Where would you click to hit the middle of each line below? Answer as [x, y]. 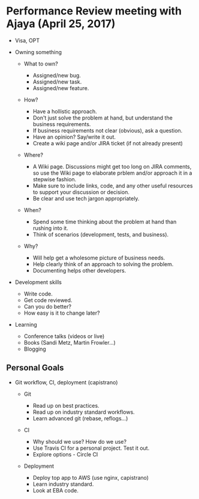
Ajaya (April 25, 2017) [61, 24]
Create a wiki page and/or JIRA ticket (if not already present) [108, 143]
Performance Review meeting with [94, 11]
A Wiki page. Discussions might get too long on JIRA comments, [112, 166]
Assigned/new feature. [61, 88]
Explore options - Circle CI [65, 454]
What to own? [41, 64]
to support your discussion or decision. [81, 192]
